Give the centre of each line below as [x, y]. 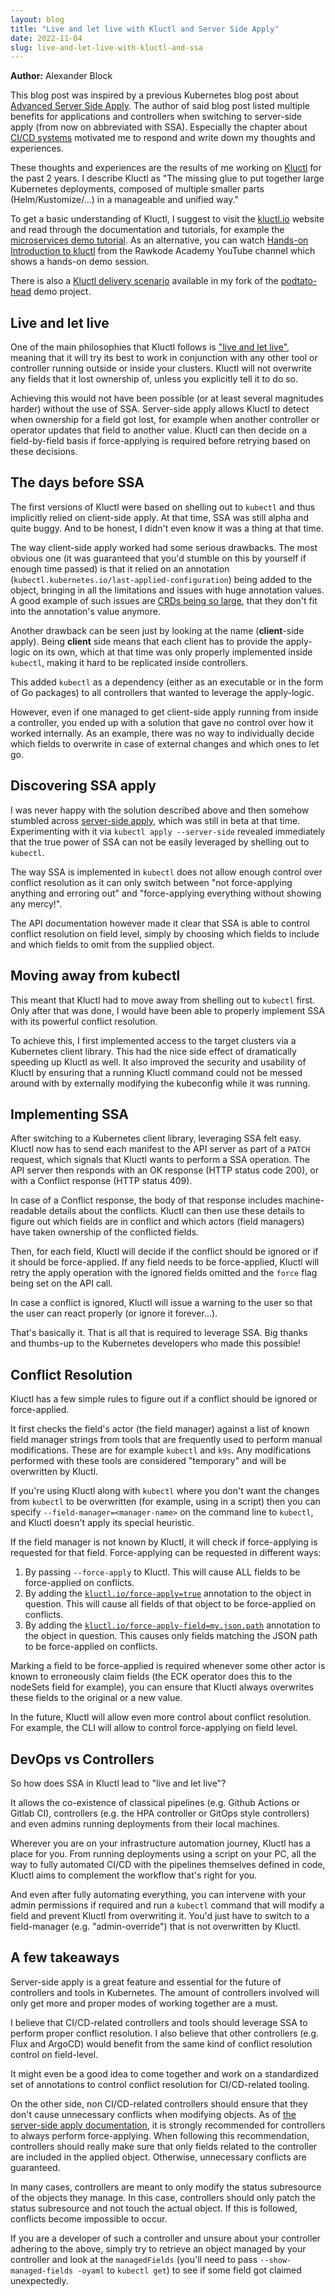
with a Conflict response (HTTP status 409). [101, 1181]
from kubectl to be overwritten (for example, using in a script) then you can [165, 1502]
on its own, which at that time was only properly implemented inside [172, 652]
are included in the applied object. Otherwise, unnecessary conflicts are [158, 2157]
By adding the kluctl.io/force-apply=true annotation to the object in [168, 1593]
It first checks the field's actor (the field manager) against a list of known [160, 1429]
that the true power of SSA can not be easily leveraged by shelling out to [160, 842]
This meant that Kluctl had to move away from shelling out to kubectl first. [163, 1000]
